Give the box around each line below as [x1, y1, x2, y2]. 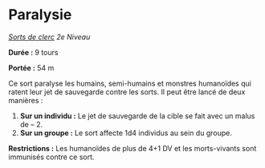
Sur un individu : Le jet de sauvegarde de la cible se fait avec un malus [19, 110, 255, 121]
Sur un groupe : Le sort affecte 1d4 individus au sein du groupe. [19, 128, 233, 138]
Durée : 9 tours [8, 47, 59, 57]
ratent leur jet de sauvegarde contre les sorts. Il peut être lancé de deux [8, 86, 246, 97]
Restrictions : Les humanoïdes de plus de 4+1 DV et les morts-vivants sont [8, 143, 257, 153]
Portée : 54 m [8, 62, 55, 73]
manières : [8, 95, 43, 105]
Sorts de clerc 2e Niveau [8, 32, 91, 42]
